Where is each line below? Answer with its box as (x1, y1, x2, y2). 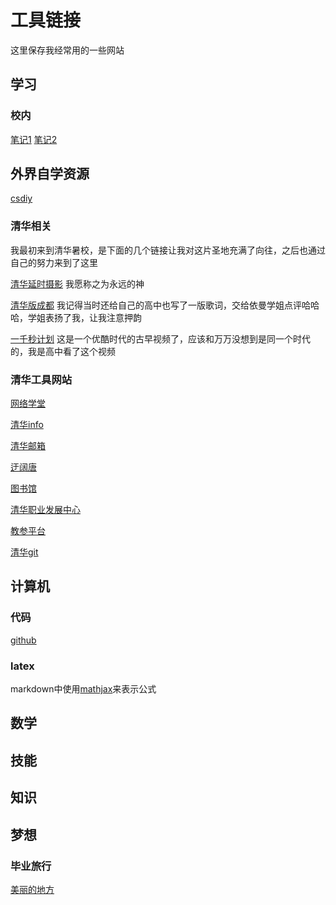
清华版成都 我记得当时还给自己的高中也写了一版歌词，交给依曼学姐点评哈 (10, 299, 311, 311)
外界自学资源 (10, 166, 90, 183)
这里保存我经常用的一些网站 (10, 44, 125, 56)
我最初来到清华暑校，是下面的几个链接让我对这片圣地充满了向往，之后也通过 (10, 244, 326, 256)
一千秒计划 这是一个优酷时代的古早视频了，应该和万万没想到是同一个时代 (10, 332, 311, 345)
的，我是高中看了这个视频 (10, 345, 116, 357)
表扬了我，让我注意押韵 (44, 311, 142, 323)
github (10, 634, 37, 646)
